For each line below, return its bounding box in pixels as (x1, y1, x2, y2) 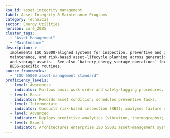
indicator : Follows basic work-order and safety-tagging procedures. (14, 87, 164, 93)
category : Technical (5, 17, 49, 22)
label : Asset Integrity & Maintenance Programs (5, 12, 108, 17)
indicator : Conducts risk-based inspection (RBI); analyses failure (14, 106, 162, 111)
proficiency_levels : (5, 78, 49, 83)
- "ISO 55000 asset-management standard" (10, 73, 99, 78)
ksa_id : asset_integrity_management (5, 7, 82, 13)
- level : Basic (10, 92, 42, 97)
